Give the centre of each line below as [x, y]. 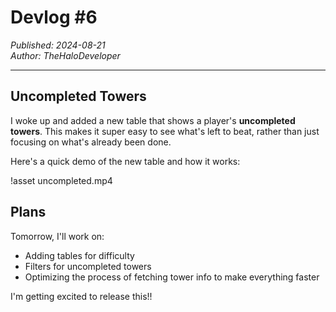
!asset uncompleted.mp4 [61, 180]
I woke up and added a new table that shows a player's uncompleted [153, 120]
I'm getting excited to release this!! [81, 296]
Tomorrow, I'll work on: [57, 236]
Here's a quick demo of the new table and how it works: [125, 161]
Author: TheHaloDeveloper [65, 55]
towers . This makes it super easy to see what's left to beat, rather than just [165, 131]
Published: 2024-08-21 [58, 45]
